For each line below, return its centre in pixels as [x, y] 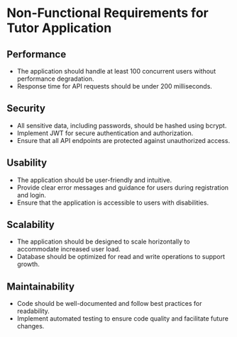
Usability [27, 163]
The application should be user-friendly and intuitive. [94, 180]
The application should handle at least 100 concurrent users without [116, 71]
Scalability [31, 225]
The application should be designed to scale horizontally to [103, 241]
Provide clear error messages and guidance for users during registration [122, 187]
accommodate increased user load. [69, 249]
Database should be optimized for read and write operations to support [121, 257]
